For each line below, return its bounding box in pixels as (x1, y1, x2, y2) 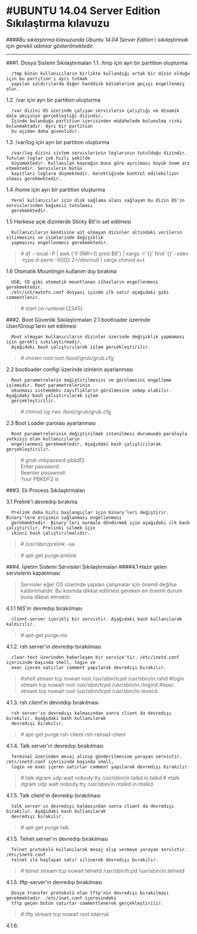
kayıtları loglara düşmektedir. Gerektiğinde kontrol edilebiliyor (11, 171, 180, 176)
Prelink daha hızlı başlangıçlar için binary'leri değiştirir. (11, 509, 169, 515)
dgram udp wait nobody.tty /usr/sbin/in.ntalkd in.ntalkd (20, 780, 154, 788)
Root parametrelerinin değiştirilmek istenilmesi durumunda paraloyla (11, 431, 188, 436)
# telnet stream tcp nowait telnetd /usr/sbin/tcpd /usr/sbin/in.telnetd (20, 867, 185, 874)
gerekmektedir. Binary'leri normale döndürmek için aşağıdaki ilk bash (11, 519, 191, 526)
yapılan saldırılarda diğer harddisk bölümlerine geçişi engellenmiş (11, 81, 185, 86)
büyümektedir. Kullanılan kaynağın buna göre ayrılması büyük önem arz (11, 160, 191, 166)
